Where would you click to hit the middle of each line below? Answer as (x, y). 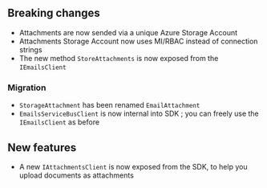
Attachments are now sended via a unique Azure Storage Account (128, 32)
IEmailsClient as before (59, 122)
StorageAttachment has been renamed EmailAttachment (109, 105)
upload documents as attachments (76, 175)
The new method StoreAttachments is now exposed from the (119, 58)
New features (42, 147)
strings (30, 49)
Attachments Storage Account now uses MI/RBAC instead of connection (138, 41)
